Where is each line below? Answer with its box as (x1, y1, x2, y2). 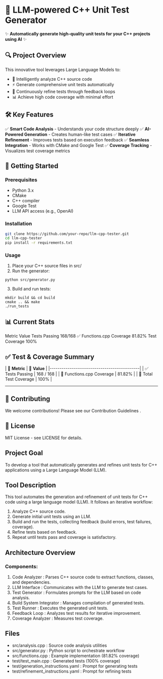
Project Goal (5, 449, 43, 457)
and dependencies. (12, 579, 51, 585)
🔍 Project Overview (5, 51, 66, 60)
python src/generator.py (5, 277, 55, 283)
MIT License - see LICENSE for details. (5, 435, 82, 441)
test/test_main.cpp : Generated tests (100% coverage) (12, 658, 120, 663)
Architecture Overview (5, 548, 76, 556)
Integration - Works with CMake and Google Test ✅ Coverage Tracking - (5, 142, 152, 148)
